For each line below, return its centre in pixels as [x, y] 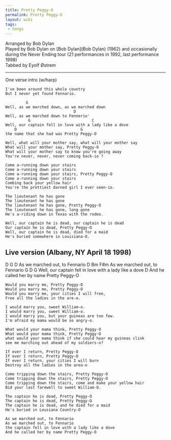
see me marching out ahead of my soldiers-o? [54, 343]
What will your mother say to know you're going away [64, 152]
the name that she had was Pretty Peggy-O [51, 134]
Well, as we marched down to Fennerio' [48, 116]
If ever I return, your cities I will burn [52, 360]
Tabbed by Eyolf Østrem [31, 65]
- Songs [16, 29]
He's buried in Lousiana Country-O [43, 410]
